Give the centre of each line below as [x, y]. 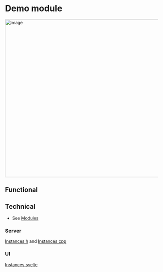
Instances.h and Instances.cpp [36, 241]
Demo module [34, 9]
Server [13, 231]
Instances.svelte [21, 264]
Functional [21, 190]
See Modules [25, 218]
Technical [20, 207]
